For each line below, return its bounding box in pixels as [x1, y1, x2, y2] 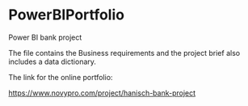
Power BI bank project [8, 32, 82, 42]
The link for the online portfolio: [8, 72, 113, 82]
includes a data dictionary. [8, 57, 97, 66]
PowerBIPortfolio [8, 6, 125, 24]
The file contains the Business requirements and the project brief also [8, 48, 241, 57]
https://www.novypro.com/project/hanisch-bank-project [8, 87, 196, 98]
